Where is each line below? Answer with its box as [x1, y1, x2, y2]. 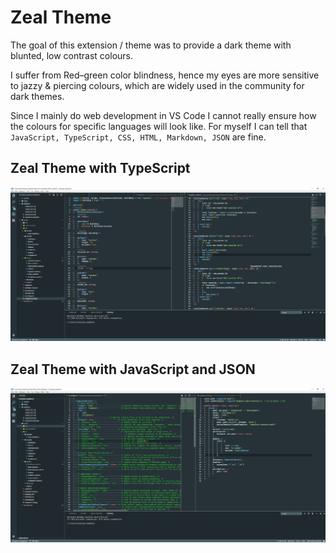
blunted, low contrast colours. [10, 49, 134, 61]
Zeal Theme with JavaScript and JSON [10, 361, 256, 378]
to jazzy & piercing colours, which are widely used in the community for [10, 79, 305, 91]
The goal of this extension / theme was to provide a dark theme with [10, 39, 292, 51]
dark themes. [10, 90, 65, 102]
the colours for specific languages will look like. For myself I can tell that [10, 120, 308, 132]
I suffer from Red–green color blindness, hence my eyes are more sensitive [10, 69, 320, 81]
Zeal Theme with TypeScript [10, 160, 191, 177]
